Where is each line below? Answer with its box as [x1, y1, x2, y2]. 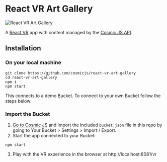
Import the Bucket [5, 110, 50, 117]
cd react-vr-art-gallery [5, 75, 57, 80]
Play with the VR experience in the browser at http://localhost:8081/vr [12, 151, 157, 157]
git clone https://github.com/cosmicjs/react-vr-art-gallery [5, 70, 136, 75]
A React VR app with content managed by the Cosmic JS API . [5, 29, 132, 35]
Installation [5, 44, 41, 53]
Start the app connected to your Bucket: [12, 132, 96, 138]
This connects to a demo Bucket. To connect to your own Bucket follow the [5, 93, 161, 99]
